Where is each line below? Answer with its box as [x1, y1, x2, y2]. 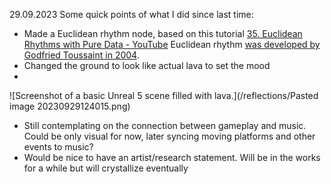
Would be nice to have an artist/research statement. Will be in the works [23, 152, 321, 163]
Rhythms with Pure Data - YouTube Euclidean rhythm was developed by [23, 39, 321, 50]
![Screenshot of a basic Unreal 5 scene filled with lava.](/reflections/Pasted [9, 90, 319, 101]
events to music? [23, 141, 94, 153]
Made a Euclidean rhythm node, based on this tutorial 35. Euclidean [23, 28, 303, 39]
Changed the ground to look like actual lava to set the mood [23, 60, 271, 71]
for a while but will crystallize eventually [23, 162, 189, 174]
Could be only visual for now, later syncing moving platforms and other [23, 130, 316, 142]
